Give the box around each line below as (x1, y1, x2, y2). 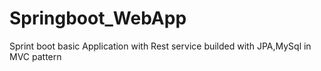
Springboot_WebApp (9, 7, 187, 30)
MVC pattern (9, 50, 62, 62)
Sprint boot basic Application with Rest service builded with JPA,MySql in (9, 40, 312, 52)
